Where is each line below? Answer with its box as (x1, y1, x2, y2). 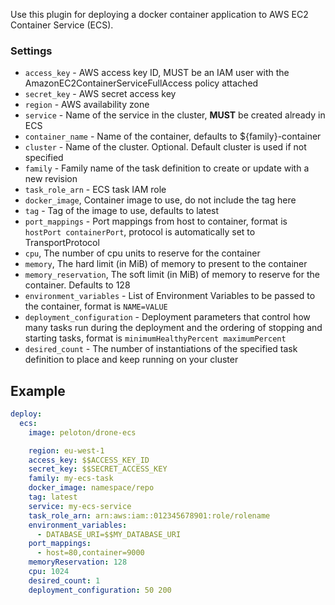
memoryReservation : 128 (28, 557, 128, 568)
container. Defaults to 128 (24, 279, 131, 291)
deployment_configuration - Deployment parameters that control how (24, 311, 311, 323)
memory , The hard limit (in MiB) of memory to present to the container (24, 258, 308, 270)
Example (10, 382, 66, 399)
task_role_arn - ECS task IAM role (24, 184, 167, 196)
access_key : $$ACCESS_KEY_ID (28, 455, 150, 465)
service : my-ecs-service (28, 501, 132, 511)
